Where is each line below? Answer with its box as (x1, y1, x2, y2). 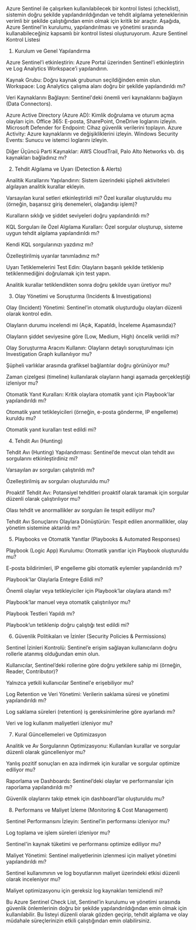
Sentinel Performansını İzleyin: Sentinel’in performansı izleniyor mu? (6, 818, 170, 824)
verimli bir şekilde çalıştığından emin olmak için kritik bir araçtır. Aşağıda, (6, 18, 181, 24)
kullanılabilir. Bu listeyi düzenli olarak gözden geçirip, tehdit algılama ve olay (6, 911, 188, 918)
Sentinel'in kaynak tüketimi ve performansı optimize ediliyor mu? (6, 841, 161, 847)
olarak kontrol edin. (6, 310, 53, 317)
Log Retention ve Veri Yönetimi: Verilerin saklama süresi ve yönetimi (6, 691, 170, 697)
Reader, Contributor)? (6, 668, 59, 675)
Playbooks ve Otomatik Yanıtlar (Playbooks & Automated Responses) (14, 536, 181, 542)
